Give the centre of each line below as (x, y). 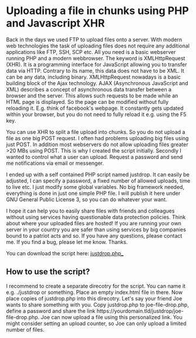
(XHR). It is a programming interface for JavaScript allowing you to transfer (97, 64)
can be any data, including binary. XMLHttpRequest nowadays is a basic (93, 77)
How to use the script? (48, 272)
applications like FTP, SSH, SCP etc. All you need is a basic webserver (91, 52)
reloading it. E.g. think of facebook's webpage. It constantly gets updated (95, 108)
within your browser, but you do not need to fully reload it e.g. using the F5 (96, 114)
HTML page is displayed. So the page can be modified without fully (87, 102)
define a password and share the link (51, 311)
